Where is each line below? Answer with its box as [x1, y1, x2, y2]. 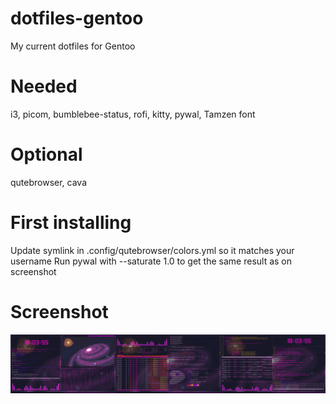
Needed [10, 75, 78, 98]
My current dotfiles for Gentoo [10, 40, 136, 52]
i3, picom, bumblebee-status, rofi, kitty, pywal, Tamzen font [10, 108, 256, 120]
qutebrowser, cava [10, 176, 88, 188]
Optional [10, 143, 83, 166]
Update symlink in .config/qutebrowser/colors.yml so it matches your [10, 244, 295, 256]
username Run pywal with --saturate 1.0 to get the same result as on [10, 255, 293, 267]
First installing [10, 212, 132, 234]
